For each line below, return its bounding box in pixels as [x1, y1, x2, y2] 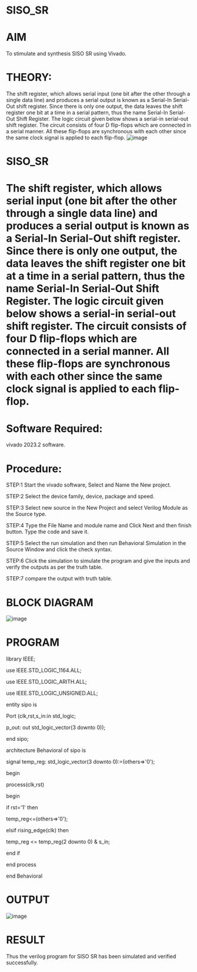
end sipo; [6, 735, 29, 743]
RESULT [6, 933, 46, 947]
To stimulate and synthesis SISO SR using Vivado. [6, 50, 127, 57]
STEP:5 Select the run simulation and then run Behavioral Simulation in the [6, 540, 186, 547]
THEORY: [6, 71, 52, 84]
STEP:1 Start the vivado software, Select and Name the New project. [6, 481, 172, 488]
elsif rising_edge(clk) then [6, 827, 69, 834]
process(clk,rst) [6, 781, 45, 788]
